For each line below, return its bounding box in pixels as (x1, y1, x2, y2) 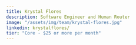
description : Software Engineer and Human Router (6, 14, 131, 20)
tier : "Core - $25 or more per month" (6, 30, 101, 36)
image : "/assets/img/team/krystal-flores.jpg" (6, 19, 122, 25)
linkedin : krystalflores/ (6, 25, 69, 31)
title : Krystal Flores (6, 8, 62, 15)
